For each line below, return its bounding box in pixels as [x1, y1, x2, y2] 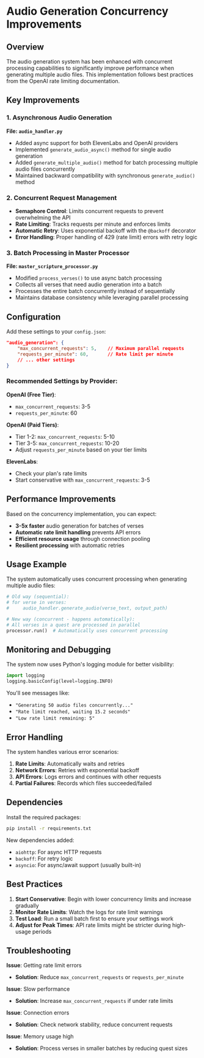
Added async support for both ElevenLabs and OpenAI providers [15, 139, 178, 146]
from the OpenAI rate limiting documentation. [6, 78, 120, 84]
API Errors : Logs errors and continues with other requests [15, 773, 162, 781]
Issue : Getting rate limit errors [6, 962, 82, 969]
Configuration [6, 311, 61, 322]
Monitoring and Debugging [6, 644, 111, 655]
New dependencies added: [6, 836, 75, 844]
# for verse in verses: [6, 600, 67, 606]
